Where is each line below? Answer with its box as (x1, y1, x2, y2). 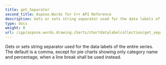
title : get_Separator (5, 7, 50, 12)
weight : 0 (5, 26, 26, 31)
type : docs (5, 21, 28, 26)
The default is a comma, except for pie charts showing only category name (5, 49, 158, 55)
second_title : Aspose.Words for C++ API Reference (5, 12, 112, 17)
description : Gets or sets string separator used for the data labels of (5, 16, 161, 21)
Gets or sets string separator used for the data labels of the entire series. (5, 44, 154, 49)
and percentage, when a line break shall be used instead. (5, 54, 122, 60)
